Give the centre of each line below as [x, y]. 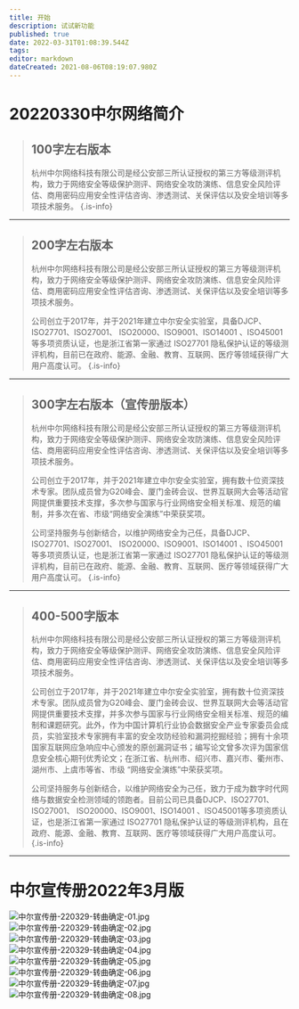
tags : [19, 51]
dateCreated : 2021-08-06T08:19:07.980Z [83, 68]
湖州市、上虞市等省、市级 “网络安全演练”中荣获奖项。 [129, 770]
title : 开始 [30, 17]
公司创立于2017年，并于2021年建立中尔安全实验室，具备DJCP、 [149, 321]
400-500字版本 [75, 616]
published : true [39, 34]
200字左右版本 [72, 246]
